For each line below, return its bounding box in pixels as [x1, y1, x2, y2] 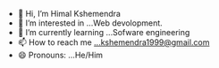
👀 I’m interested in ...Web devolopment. [17, 18, 163, 28]
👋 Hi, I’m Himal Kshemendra [17, 9, 121, 19]
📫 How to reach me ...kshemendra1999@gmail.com [17, 37, 210, 48]
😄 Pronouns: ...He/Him [17, 49, 104, 60]
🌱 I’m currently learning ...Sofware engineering [17, 27, 190, 37]
